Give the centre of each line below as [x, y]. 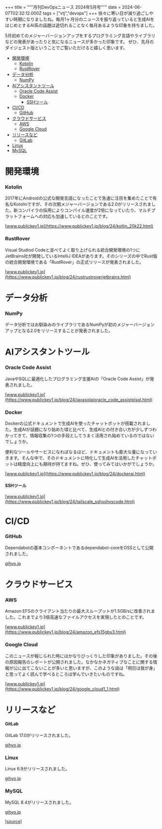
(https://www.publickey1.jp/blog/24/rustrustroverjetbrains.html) [68, 277]
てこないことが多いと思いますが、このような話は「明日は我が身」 [92, 668]
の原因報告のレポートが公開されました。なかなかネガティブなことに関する [79, 662]
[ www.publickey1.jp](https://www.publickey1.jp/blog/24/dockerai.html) [75, 474]
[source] [14, 821]
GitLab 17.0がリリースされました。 [39, 735]
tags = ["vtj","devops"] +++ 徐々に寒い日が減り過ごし [96, 13]
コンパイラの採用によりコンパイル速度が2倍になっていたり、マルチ [84, 211]
